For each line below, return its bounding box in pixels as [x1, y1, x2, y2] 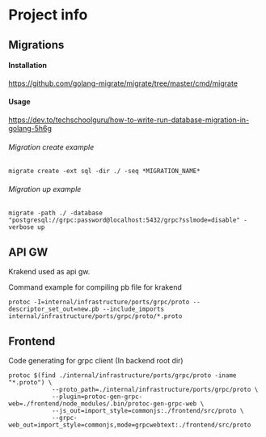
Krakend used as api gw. [8, 267, 91, 277]
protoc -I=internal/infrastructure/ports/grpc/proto [8, 298, 190, 307]
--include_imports [102, 305, 164, 313]
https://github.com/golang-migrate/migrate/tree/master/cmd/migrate [8, 78, 239, 88]
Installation [8, 61, 47, 70]
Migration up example [8, 184, 82, 193]
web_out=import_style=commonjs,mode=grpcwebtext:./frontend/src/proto [8, 421, 251, 430]
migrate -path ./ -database [8, 209, 103, 218]
